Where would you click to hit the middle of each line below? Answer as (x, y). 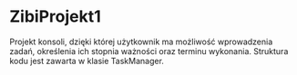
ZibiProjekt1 (56, 17)
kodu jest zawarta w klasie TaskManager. (87, 61)
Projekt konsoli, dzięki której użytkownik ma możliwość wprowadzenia (141, 42)
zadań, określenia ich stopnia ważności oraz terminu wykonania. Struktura (149, 51)
